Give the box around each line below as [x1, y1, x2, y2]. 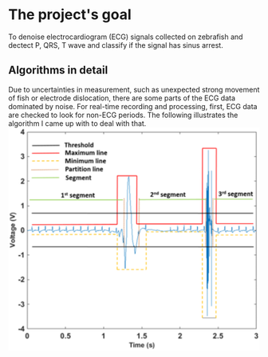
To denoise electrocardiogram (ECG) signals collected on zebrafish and [8, 32, 243, 41]
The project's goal [8, 6, 132, 24]
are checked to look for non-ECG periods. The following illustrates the [8, 110, 238, 120]
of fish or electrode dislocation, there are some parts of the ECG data [8, 93, 236, 103]
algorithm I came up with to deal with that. [8, 118, 147, 128]
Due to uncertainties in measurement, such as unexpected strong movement [8, 84, 260, 94]
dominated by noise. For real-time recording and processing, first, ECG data [8, 101, 258, 111]
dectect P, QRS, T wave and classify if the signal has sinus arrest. [8, 40, 223, 49]
